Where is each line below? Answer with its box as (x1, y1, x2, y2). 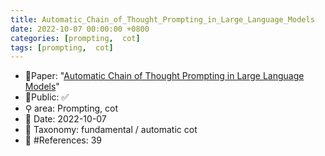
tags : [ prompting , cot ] (10, 42, 114, 53)
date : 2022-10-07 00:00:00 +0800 (10, 24, 150, 34)
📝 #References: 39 (24, 134, 103, 146)
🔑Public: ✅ (24, 91, 70, 103)
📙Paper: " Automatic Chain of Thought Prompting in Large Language (24, 70, 305, 82)
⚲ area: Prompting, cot (24, 102, 118, 115)
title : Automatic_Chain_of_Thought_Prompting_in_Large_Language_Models (10, 14, 315, 25)
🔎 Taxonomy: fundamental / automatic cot (24, 124, 198, 136)
